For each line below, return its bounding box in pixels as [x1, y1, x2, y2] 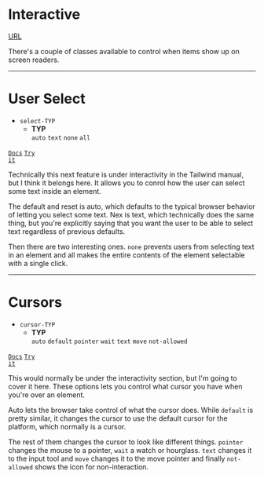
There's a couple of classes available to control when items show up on [8, 46, 240, 56]
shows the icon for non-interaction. [35, 462, 149, 472]
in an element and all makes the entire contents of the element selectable [8, 250, 245, 260]
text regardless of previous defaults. [8, 226, 126, 236]
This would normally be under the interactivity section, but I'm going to [8, 373, 237, 382]
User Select [8, 90, 86, 108]
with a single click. [8, 258, 68, 268]
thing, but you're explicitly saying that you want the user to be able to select [8, 218, 254, 228]
